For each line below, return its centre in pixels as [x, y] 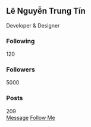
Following [21, 41]
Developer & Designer [33, 25]
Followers [21, 69]
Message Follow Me [31, 117]
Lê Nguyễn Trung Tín [46, 11]
